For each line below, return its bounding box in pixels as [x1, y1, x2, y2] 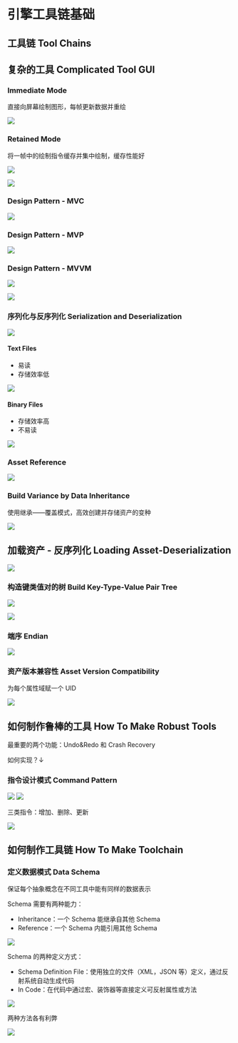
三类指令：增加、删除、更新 [7, 808, 89, 816]
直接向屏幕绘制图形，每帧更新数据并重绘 [7, 103, 126, 111]
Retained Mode [7, 134, 61, 144]
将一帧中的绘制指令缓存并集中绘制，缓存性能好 [7, 151, 145, 160]
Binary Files [7, 400, 43, 409]
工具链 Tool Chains [7, 37, 92, 49]
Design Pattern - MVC [7, 196, 85, 206]
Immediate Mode [7, 85, 68, 95]
